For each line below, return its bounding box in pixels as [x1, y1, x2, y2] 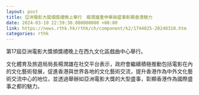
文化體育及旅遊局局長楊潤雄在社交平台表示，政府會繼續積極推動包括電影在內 [6, 61, 193, 68]
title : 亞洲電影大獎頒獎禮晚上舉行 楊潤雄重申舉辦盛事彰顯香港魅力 [6, 14, 153, 20]
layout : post [6, 8, 38, 15]
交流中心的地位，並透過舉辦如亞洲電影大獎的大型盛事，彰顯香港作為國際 [11, 75, 188, 83]
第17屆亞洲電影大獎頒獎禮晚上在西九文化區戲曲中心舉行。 [6, 48, 146, 55]
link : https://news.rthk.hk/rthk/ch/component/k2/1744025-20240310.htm [6, 25, 187, 31]
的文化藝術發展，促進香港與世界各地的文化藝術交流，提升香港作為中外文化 [6, 68, 188, 75]
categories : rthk [6, 31, 49, 37]
